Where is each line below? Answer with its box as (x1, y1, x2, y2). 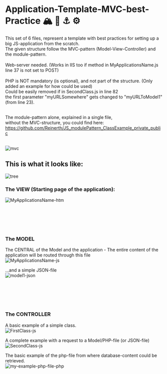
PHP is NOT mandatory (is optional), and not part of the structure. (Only (5, 78, 153, 84)
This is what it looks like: (5, 160, 83, 169)
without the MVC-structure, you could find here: (5, 119, 104, 126)
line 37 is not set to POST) (5, 67, 59, 73)
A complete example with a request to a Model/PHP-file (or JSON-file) (5, 337, 150, 343)
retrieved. (5, 357, 25, 363)
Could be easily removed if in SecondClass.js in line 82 (5, 88, 118, 94)
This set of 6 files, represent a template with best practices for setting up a (5, 35, 159, 41)
